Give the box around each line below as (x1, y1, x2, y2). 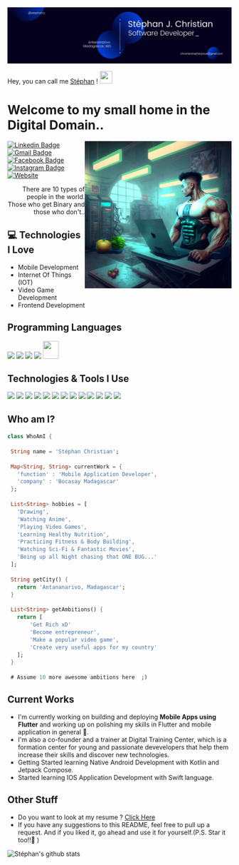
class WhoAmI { (7, 433, 53, 440)
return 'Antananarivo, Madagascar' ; (16, 583, 126, 591)
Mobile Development (17, 263, 79, 271)
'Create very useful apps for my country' (29, 644, 158, 651)
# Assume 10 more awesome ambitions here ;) (10, 674, 148, 681)
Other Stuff (7, 794, 58, 806)
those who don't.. (33, 207, 85, 216)
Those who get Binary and (7, 200, 85, 208)
